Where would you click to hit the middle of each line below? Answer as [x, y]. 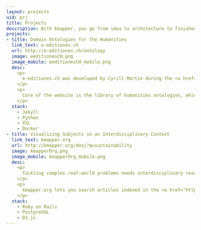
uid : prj [17, 17]
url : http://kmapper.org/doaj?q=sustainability [72, 145]
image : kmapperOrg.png [40, 151]
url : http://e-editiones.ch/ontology [59, 51]
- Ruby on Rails [37, 207]
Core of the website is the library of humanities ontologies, [103, 95]
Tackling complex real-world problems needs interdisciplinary [103, 173]
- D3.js [26, 218]
